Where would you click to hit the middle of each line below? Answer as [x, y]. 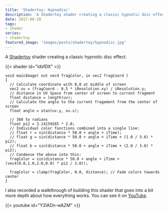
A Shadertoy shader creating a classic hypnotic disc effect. [66, 57]
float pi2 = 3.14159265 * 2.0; [42, 124]
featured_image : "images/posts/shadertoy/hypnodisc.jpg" [66, 43]
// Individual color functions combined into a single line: [75, 128]
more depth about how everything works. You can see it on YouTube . [76, 195]
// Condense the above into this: [45, 154]
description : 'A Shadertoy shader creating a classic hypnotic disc [78, 15]
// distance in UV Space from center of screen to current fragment [82, 93]
